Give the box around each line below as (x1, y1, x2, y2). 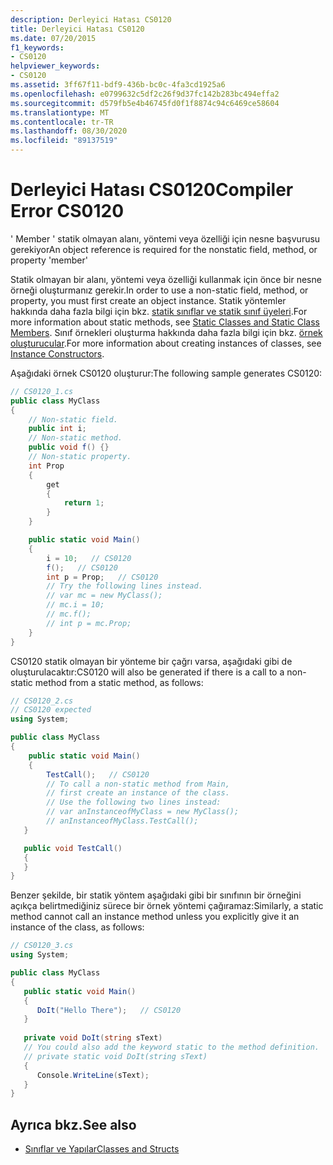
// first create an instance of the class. (46, 788, 230, 798)
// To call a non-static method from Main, (46, 779, 230, 789)
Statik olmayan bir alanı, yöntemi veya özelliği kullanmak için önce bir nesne (10, 273, 322, 285)
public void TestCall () (23, 843, 123, 853)
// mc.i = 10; (46, 600, 105, 610)
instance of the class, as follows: (10, 921, 145, 933)
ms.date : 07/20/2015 (10, 33, 97, 43)
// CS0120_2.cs (10, 696, 74, 706)
